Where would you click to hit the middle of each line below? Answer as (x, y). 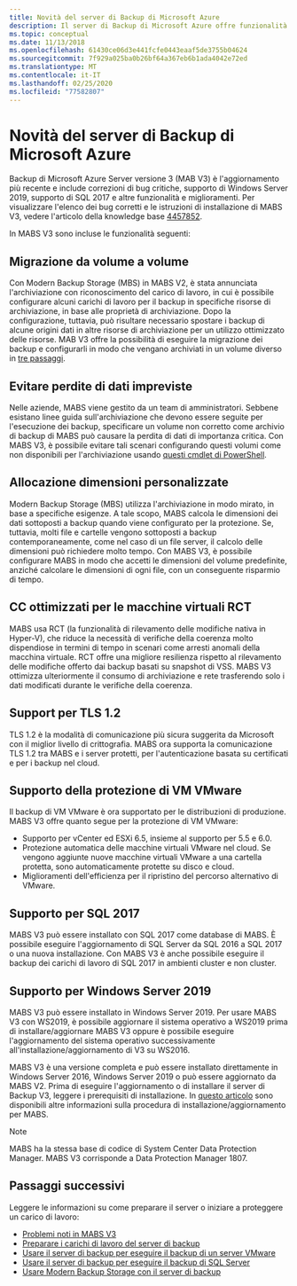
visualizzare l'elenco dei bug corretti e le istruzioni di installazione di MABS (146, 207)
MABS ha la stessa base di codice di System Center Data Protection (133, 1149)
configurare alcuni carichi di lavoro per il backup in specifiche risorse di (140, 302)
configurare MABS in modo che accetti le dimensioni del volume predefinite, (148, 561)
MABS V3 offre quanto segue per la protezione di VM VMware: (124, 821)
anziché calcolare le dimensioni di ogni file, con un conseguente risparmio (145, 569)
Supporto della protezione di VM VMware (125, 790)
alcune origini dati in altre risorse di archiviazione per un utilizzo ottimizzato (147, 330)
